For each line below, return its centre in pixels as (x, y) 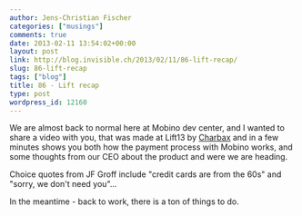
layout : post (34, 52)
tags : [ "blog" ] (38, 77)
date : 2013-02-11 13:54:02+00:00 (73, 43)
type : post (30, 93)
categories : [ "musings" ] (56, 26)
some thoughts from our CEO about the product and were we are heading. (149, 157)
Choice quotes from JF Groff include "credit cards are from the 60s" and (146, 174)
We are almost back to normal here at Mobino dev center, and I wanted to (147, 128)
